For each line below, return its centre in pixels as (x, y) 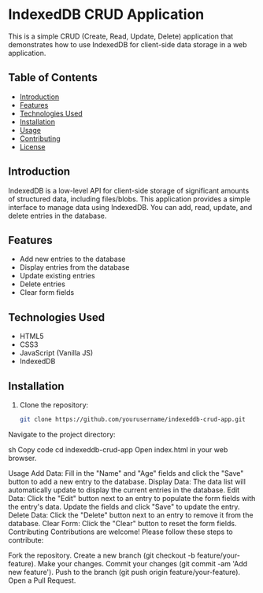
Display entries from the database (74, 267)
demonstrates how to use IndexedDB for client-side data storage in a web (128, 44)
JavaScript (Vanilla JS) (56, 353)
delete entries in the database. (57, 215)
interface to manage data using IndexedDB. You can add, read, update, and (130, 207)
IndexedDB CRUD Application (106, 15)
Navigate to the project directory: (62, 434)
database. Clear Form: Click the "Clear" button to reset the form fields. (122, 523)
